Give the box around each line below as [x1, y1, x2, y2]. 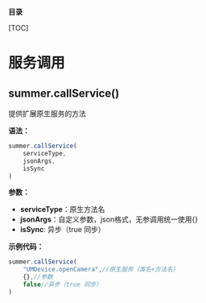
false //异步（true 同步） [23, 280, 102, 288]
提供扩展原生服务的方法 [8, 109, 86, 118]
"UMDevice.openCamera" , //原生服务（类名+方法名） [23, 265, 179, 274]
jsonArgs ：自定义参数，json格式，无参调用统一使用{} [19, 214, 199, 224]
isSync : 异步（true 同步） [19, 225, 106, 235]
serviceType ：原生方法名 [19, 205, 105, 214]
